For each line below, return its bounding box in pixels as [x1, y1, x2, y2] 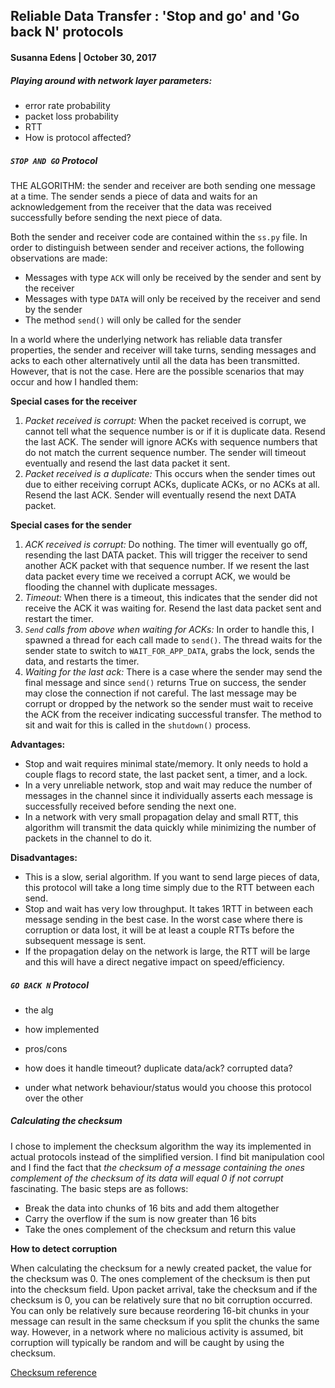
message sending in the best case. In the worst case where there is [24, 913, 304, 925]
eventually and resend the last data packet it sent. [24, 457, 231, 469]
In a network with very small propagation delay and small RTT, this [24, 810, 299, 823]
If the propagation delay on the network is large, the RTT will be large [24, 945, 311, 957]
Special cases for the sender [10, 519, 132, 531]
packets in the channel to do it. [24, 832, 153, 844]
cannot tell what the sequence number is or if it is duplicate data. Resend [24, 425, 326, 437]
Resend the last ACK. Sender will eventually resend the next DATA [24, 489, 297, 501]
